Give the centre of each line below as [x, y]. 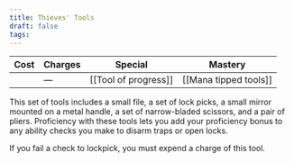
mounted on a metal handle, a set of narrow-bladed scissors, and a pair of [147, 112]
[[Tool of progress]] [132, 80]
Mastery [227, 65]
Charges [62, 65]
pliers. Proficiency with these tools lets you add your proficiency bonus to [146, 121]
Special [132, 65]
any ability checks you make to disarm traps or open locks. [119, 130]
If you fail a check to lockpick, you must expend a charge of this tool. [138, 148]
